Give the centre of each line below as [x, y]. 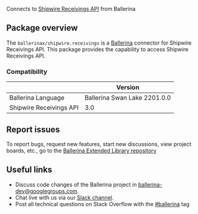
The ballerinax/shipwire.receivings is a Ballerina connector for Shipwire [99, 43]
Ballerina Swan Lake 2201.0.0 [128, 98]
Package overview [42, 28]
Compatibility [27, 72]
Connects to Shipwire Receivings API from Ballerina [71, 9]
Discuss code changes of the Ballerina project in [76, 184]
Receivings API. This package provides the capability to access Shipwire [97, 49]
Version [128, 87]
